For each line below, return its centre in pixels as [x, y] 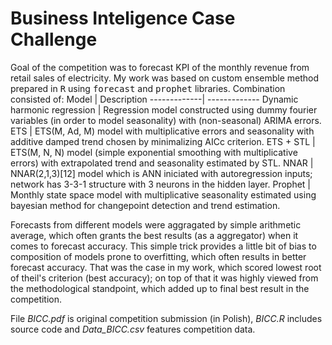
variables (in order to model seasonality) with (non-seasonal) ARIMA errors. [166, 120]
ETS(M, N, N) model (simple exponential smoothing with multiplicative [154, 152]
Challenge [54, 39]
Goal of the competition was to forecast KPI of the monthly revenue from [160, 67]
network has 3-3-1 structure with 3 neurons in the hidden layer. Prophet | [160, 184]
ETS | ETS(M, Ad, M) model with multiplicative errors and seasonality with [162, 131]
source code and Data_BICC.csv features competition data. [133, 329]
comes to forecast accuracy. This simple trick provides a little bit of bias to [163, 246]
